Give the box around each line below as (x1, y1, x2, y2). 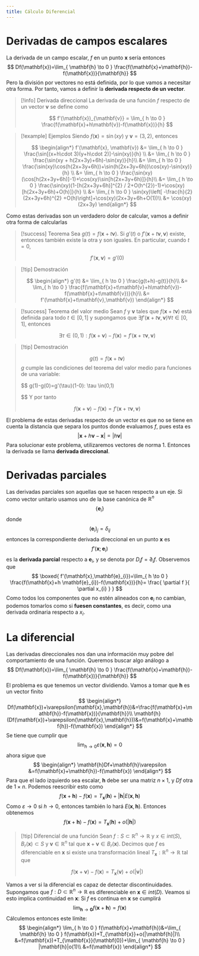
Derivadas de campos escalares (6, 34, 168, 48)
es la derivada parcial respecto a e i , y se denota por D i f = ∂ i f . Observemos (6, 556, 190, 564)
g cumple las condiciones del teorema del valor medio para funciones (20, 364, 192, 371)
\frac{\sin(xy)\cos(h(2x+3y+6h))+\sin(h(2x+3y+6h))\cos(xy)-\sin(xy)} (22, 163, 192, 170)
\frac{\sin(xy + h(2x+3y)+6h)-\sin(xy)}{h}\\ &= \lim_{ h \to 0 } (32, 156, 182, 163)
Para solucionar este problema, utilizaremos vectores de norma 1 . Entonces (6, 441, 191, 449)
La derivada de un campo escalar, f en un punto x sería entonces (6, 54, 166, 61)
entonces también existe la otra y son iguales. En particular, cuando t (20, 236, 190, 244)
